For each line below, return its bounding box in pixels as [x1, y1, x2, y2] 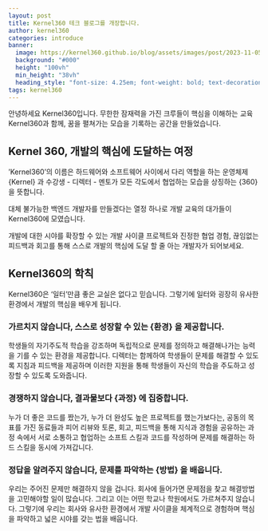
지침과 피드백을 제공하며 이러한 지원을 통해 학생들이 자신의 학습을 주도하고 [16, 361, 247, 371]
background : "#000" [15, 57, 81, 65]
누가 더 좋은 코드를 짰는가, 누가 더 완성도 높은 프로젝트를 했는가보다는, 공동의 [8, 412, 246, 422]
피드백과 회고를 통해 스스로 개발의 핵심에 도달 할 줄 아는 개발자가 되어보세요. [8, 241, 245, 251]
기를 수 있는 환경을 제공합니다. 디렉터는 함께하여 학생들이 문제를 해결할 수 [16, 351, 245, 360]
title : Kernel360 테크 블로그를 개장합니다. [8, 19, 140, 27]
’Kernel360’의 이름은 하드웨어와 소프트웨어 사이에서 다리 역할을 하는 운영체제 [8, 167, 249, 176]
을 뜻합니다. [8, 187, 45, 196]
